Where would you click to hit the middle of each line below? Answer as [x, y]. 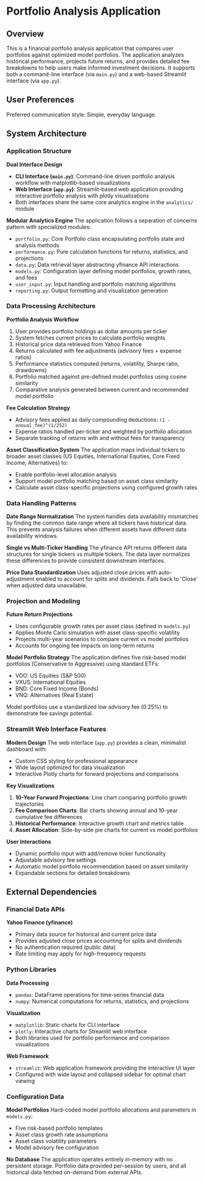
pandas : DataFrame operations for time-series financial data [90, 995]
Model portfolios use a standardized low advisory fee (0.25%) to [87, 707]
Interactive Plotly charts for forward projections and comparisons [97, 774]
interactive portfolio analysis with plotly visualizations [82, 196]
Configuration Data [35, 1096]
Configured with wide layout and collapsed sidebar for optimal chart [100, 1074]
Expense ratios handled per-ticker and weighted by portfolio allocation [103, 431]
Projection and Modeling [43, 601]
